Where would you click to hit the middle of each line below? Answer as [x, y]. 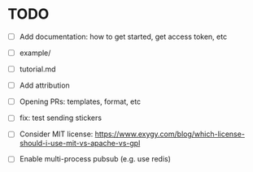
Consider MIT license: [56, 134]
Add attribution [44, 85]
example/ [35, 53]
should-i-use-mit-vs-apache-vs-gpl [80, 144]
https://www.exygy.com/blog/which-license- [170, 134]
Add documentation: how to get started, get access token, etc [123, 37]
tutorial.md [37, 69]
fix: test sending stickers [61, 118]
